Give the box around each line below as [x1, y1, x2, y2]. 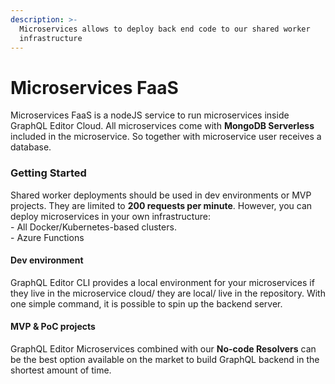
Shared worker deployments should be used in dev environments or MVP [10, 189, 312, 201]
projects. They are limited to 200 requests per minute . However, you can [10, 199, 313, 211]
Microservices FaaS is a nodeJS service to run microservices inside [10, 109, 290, 121]
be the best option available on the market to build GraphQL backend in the [10, 354, 320, 366]
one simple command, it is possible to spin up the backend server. [10, 297, 283, 310]
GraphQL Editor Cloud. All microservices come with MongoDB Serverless [10, 120, 315, 132]
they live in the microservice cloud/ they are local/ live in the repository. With [10, 287, 326, 299]
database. [10, 141, 52, 153]
